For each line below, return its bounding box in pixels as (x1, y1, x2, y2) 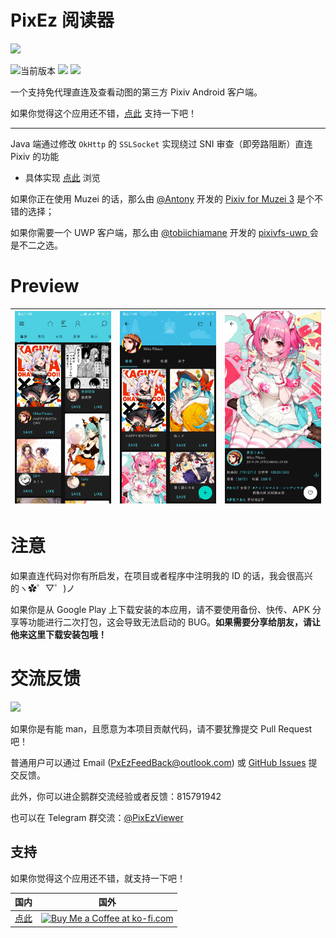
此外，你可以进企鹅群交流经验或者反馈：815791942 (10, 790, 222, 802)
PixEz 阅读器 (10, 9, 115, 32)
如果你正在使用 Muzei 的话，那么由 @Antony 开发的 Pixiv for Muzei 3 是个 (10, 192, 315, 205)
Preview (10, 275, 80, 298)
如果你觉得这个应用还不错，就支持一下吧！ (10, 872, 186, 884)
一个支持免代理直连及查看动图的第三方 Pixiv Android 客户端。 (10, 86, 263, 98)
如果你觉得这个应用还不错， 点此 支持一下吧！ (10, 107, 197, 119)
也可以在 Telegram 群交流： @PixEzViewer (10, 811, 184, 823)
